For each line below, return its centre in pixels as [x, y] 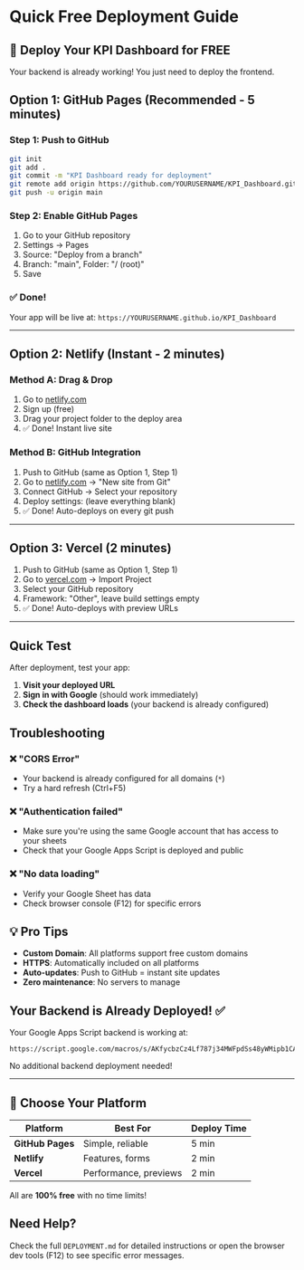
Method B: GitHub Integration [76, 453]
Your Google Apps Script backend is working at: [99, 1033]
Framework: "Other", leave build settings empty [111, 598]
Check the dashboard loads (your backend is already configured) [146, 704]
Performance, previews [133, 1172]
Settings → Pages [55, 245]
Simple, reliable [116, 1143]
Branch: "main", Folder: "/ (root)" [83, 264]
